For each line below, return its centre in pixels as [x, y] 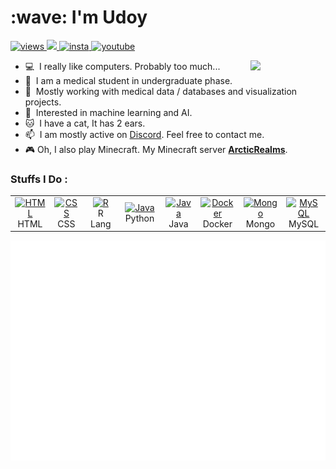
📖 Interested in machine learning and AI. [108, 112]
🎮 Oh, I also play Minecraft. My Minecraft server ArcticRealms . [156, 149]
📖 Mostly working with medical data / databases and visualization [161, 91]
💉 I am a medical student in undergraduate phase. [128, 80]
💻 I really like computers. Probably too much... [122, 66]
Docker [217, 223]
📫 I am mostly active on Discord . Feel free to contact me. [144, 134]
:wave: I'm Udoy [79, 17]
